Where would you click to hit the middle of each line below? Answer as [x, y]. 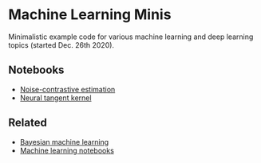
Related [28, 123]
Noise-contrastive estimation [67, 89]
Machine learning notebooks [67, 150]
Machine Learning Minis [90, 15]
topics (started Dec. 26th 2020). [61, 45]
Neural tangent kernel [55, 98]
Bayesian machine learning [64, 142]
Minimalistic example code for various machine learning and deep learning [131, 37]
